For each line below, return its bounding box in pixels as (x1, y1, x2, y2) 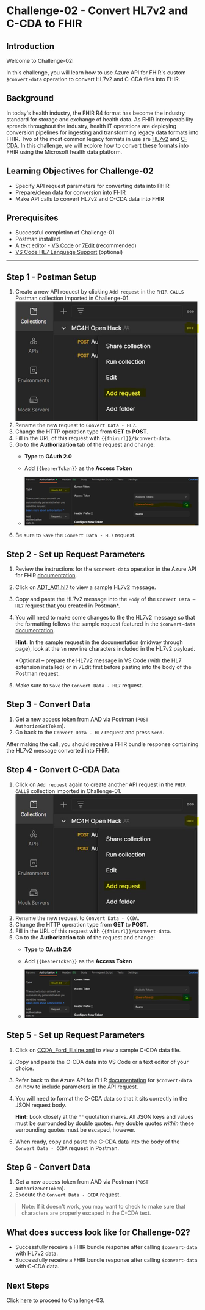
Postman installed (15, 236, 60, 243)
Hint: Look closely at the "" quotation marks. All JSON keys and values (15, 1113, 194, 1120)
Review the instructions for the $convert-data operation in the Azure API (15, 565, 197, 573)
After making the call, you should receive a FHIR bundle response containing (6, 740, 199, 748)
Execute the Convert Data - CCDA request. (15, 1191, 121, 1198)
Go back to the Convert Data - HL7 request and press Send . (15, 728, 165, 736)
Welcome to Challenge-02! (6, 57, 74, 64)
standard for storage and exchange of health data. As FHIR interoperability (6, 115, 194, 123)
